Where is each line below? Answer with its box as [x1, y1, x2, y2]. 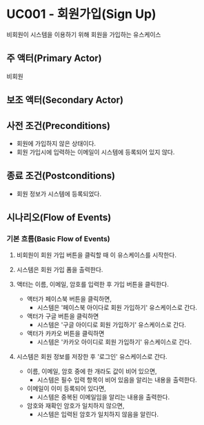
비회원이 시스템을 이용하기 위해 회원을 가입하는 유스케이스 [6, 30, 161, 39]
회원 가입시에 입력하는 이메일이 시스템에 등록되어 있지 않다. [16, 147, 175, 156]
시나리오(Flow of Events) [6, 211, 112, 224]
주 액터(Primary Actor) [6, 52, 103, 64]
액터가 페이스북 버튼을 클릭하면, [26, 295, 112, 303]
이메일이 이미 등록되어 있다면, [26, 384, 106, 393]
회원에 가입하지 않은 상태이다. [16, 139, 96, 147]
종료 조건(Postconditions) [6, 170, 115, 182]
